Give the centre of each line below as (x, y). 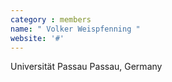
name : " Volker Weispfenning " (75, 29)
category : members (51, 19)
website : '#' (37, 38)
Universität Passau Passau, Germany (86, 67)
